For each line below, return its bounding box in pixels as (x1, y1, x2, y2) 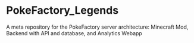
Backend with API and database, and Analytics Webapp (6, 29, 143, 36)
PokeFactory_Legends (6, 4, 119, 17)
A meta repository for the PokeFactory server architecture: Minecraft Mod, (6, 23, 189, 30)
